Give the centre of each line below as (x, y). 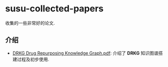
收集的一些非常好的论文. (30, 23)
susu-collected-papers (54, 9)
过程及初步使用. (33, 59)
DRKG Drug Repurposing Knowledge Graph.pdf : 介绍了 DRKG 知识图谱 (86, 53)
